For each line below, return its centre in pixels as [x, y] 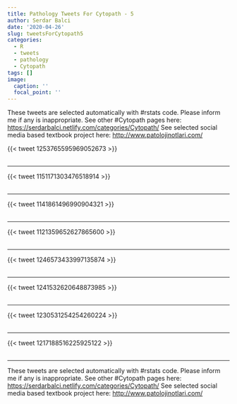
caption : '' [31, 86]
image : [17, 79]
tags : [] [20, 73]
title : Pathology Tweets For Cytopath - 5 [71, 14]
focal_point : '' [37, 92]
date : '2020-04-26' [36, 27]
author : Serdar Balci [39, 20]
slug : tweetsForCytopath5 [45, 33]
